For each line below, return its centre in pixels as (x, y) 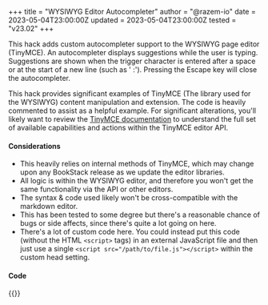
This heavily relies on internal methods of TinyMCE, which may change (137, 164)
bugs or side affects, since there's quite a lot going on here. (118, 223)
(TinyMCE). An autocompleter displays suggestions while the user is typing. (133, 52)
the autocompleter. (39, 78)
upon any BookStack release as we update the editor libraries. (122, 172)
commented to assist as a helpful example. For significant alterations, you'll (132, 110)
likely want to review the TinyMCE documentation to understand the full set (132, 119)
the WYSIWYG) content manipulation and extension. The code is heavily (127, 102)
